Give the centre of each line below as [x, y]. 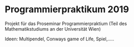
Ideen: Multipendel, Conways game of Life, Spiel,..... [59, 39]
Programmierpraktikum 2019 [67, 9]
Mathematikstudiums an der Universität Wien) [53, 29]
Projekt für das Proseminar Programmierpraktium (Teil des [66, 24]
